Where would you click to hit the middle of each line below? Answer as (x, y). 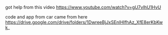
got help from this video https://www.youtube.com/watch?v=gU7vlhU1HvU (83, 7)
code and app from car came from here (46, 17)
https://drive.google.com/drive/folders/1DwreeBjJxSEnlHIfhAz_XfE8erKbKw (84, 22)
